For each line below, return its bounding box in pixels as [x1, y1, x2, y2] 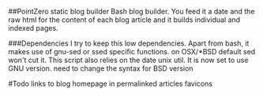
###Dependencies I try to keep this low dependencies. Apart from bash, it [8, 39, 250, 48]
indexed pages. [8, 24, 58, 32]
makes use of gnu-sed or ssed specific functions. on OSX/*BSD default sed [8, 47, 256, 56]
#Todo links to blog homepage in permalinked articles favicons [8, 79, 213, 88]
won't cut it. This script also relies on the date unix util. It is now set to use [8, 55, 249, 65]
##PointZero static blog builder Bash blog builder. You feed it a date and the [8, 7, 255, 16]
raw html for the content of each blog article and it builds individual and [8, 15, 241, 24]
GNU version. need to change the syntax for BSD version [8, 64, 193, 73]
